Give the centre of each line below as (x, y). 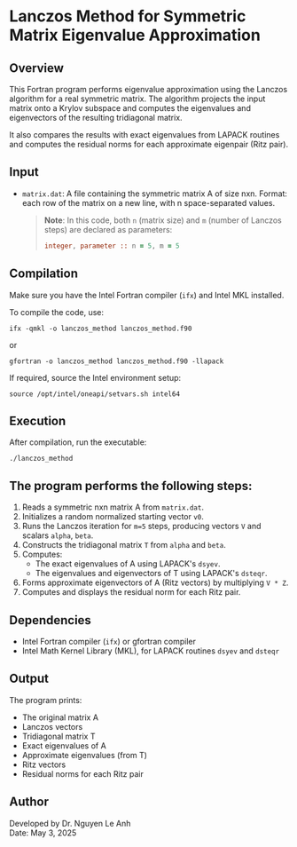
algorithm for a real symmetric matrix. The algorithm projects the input (137, 99)
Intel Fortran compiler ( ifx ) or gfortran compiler (109, 641)
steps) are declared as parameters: (108, 229)
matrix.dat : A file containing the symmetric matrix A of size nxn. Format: (155, 194)
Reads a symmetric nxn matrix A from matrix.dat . (113, 507)
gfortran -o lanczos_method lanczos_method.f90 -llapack (117, 361)
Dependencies (50, 620)
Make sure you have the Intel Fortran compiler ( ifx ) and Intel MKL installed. (147, 295)
